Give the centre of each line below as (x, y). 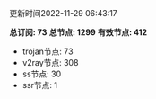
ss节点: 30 (42, 74)
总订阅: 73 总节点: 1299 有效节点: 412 (78, 32)
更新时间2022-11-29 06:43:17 (64, 13)
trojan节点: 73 (48, 51)
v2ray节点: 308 (50, 63)
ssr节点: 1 (40, 85)
